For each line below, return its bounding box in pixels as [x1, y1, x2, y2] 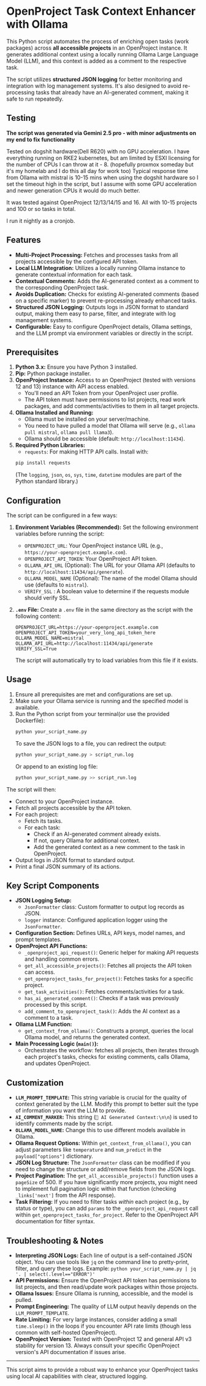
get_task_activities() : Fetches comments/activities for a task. [24, 988, 185, 995]
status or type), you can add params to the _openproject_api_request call [15, 1204, 199, 1212]
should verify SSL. [24, 594, 71, 602]
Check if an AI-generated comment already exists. [33, 830, 161, 837]
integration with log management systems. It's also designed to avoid [6, 82, 182, 90]
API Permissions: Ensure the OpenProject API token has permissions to [15, 1276, 197, 1284]
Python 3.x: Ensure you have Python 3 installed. [15, 363, 138, 371]
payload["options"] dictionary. [15, 1152, 93, 1160]
